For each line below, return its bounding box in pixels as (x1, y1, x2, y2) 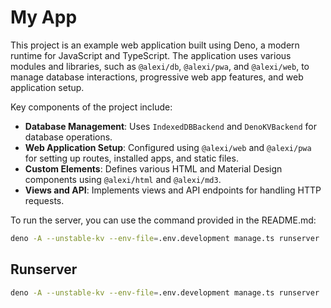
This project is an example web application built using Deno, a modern (10, 39, 300, 51)
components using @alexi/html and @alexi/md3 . (24, 173, 222, 185)
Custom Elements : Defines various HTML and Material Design (24, 162, 283, 175)
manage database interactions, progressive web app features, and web (10, 71, 304, 83)
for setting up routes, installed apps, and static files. (24, 152, 239, 164)
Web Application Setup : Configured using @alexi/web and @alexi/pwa (24, 141, 312, 153)
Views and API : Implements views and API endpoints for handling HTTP (24, 184, 322, 196)
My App (10, 6, 78, 29)
